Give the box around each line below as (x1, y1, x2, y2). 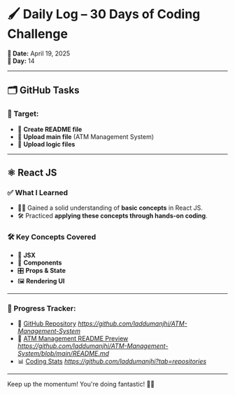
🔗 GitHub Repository (17, 319, 77, 328)
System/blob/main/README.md (17, 349, 110, 357)
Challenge (7, 26, 69, 42)
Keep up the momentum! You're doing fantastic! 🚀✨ (7, 380, 155, 388)
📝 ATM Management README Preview (17, 334, 129, 342)
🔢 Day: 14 (7, 56, 35, 65)
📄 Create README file (17, 125, 83, 133)
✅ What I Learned (7, 187, 69, 197)
